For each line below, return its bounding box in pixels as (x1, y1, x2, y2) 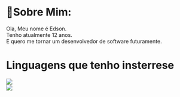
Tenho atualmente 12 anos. (6, 31, 73, 38)
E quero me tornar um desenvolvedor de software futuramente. (6, 37, 163, 45)
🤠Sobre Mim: (6, 5, 72, 19)
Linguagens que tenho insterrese (6, 59, 175, 72)
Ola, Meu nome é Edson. (6, 25, 67, 32)
